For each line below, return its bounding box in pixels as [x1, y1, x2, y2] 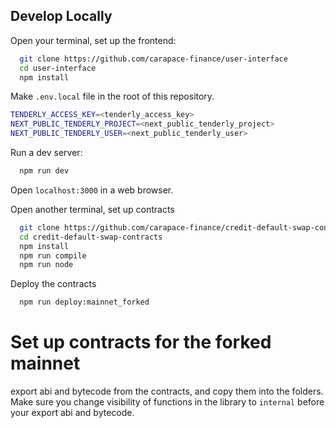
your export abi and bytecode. [10, 407, 135, 419]
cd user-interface [19, 63, 97, 73]
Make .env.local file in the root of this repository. [10, 90, 215, 103]
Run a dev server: [10, 147, 83, 159]
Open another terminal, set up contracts [10, 203, 175, 215]
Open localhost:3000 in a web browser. [10, 184, 174, 196]
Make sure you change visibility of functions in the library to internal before [10, 396, 325, 408]
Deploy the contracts [10, 278, 97, 290]
